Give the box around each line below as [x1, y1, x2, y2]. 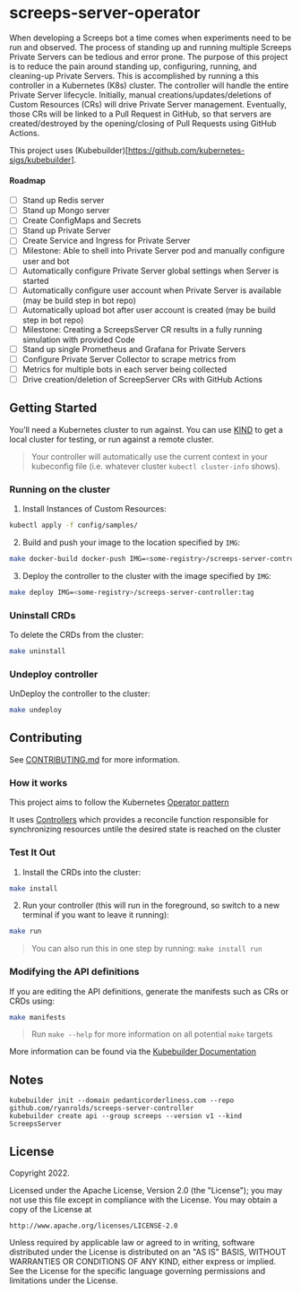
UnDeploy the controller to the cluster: [9, 688, 150, 699]
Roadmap [9, 175, 47, 185]
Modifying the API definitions [9, 966, 140, 978]
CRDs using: [9, 996, 56, 1006]
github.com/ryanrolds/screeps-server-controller [9, 1104, 194, 1113]
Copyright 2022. [9, 1168, 70, 1178]
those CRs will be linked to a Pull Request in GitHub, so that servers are [9, 108, 271, 119]
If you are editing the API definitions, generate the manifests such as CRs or [9, 986, 289, 996]
